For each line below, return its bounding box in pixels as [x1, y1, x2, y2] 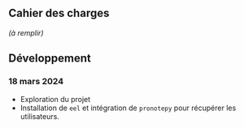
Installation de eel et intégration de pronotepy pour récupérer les [20, 103, 237, 113]
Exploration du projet [20, 94, 91, 104]
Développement [8, 52, 92, 66]
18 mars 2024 [8, 76, 64, 87]
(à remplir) [8, 28, 44, 37]
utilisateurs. [20, 111, 59, 121]
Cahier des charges [8, 6, 110, 20]
